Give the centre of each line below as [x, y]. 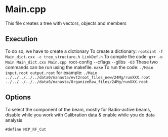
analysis [14, 120]
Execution [22, 39]
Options [18, 97]
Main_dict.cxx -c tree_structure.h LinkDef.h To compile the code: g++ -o [84, 56]
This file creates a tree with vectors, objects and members [66, 23]
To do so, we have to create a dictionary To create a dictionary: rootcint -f [84, 51]
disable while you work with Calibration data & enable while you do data [80, 115]
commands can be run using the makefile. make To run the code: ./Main [79, 67]
